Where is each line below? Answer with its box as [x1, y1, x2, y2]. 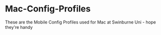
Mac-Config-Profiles [5, 3, 91, 14]
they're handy [5, 24, 33, 30]
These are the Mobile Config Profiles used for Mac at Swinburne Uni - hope [5, 19, 156, 25]
